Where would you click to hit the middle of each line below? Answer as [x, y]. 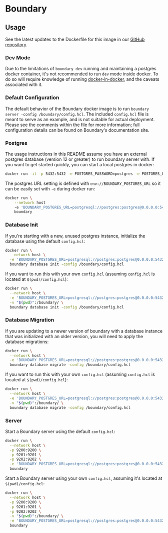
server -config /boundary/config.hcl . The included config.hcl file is [77, 114]
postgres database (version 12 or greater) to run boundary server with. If [80, 159]
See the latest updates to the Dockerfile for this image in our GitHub [75, 39]
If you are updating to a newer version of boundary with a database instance [84, 331]
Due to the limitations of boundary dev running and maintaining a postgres [81, 69]
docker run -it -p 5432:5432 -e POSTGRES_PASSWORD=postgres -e [72, 174]
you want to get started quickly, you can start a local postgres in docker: [79, 164]
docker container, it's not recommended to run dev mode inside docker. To [82, 74]
